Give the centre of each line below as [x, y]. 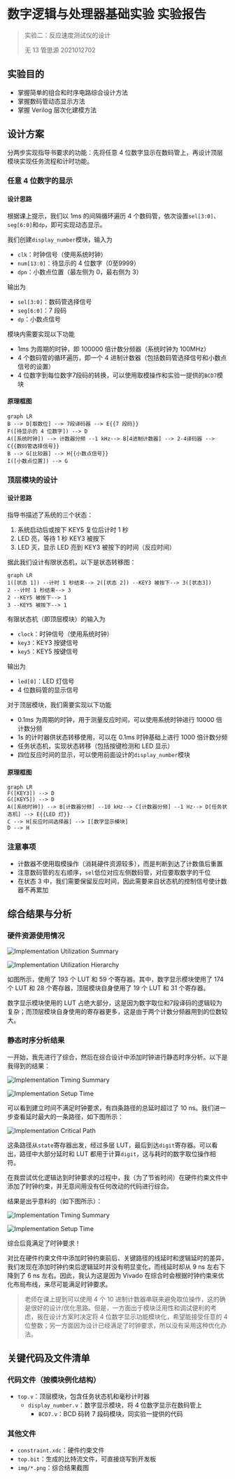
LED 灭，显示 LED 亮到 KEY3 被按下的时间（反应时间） [97, 548]
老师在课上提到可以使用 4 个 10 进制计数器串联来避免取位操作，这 [119, 1299]
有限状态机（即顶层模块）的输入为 [56, 619]
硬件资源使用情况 [36, 936]
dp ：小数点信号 [39, 319]
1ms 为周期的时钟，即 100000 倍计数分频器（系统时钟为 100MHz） [113, 349]
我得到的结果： [29, 1066]
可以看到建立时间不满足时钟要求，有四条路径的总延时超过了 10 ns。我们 [111, 1108]
